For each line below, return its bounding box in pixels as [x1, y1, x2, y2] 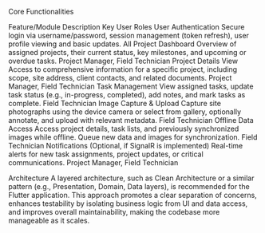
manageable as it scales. [8, 215, 90, 225]
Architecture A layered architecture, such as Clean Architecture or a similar [8, 173, 255, 183]
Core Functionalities [8, 7, 74, 16]
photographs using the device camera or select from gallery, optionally [8, 107, 242, 116]
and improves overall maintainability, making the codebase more [8, 207, 220, 216]
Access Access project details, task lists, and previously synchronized [8, 124, 239, 133]
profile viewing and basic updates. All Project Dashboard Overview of [8, 39, 237, 49]
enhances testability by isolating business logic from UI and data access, [8, 199, 248, 208]
